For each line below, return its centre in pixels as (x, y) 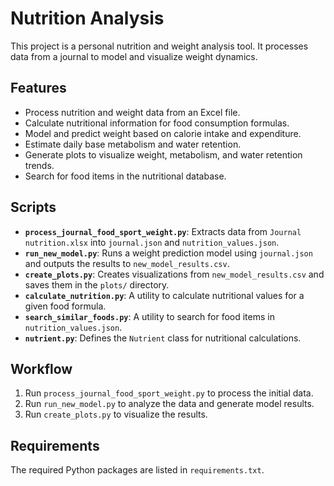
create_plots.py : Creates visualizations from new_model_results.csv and (174, 274)
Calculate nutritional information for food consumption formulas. (157, 123)
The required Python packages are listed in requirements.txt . (137, 470)
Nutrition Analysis (87, 18)
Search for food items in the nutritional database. (125, 176)
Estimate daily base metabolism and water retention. (133, 144)
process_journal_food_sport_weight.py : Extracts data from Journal (163, 231)
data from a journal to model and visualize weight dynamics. (134, 56)
